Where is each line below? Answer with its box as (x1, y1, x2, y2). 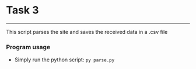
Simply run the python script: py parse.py (14, 56, 115, 63)
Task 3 (6, 4, 39, 17)
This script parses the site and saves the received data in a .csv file (6, 28, 168, 35)
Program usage (6, 43, 51, 51)
